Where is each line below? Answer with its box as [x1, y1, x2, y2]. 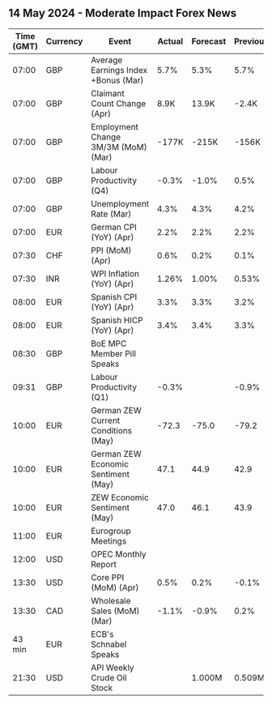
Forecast [191, 36, 227, 47]
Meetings [90, 535, 127, 546]
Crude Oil [90, 672, 127, 683]
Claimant [90, 87, 125, 99]
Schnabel [90, 638, 127, 650]
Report [90, 558, 117, 570]
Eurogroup [90, 525, 131, 536]
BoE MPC [90, 338, 127, 349]
